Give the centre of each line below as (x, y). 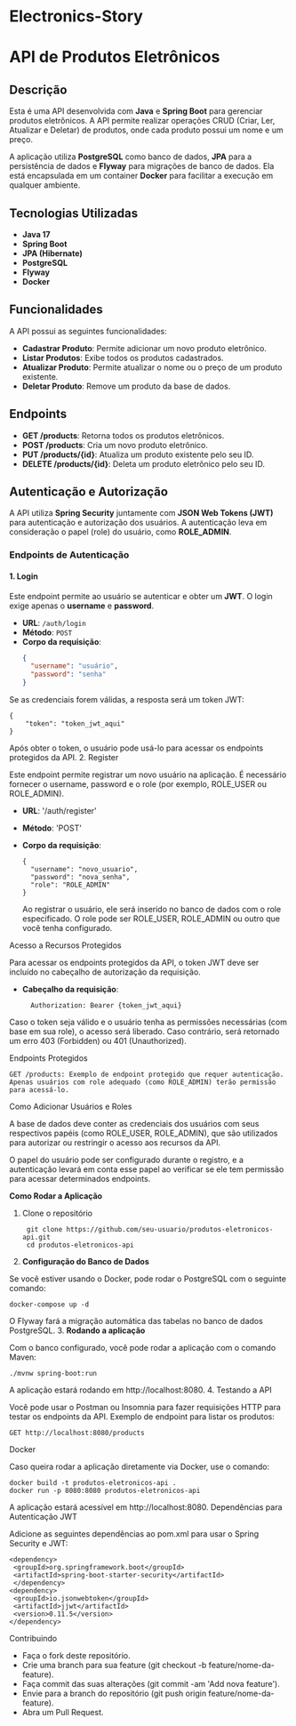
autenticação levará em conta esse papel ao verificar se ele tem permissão (147, 1169)
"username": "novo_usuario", (84, 870)
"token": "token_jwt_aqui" (75, 724)
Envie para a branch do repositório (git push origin (114, 1694)
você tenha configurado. (67, 928)
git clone (44, 1230)
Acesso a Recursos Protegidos (65, 945)
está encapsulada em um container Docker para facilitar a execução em (141, 176)
